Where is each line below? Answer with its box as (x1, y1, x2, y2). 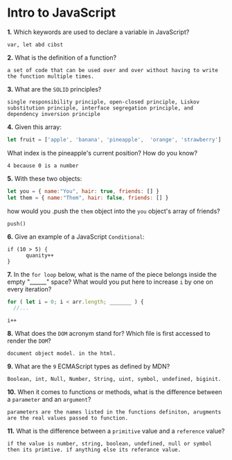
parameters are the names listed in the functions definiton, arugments (7, 409, 222, 416)
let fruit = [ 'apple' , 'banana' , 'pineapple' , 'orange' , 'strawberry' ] (7, 136, 222, 143)
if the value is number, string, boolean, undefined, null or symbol (7, 441, 213, 448)
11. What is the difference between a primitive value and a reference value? (7, 427, 225, 435)
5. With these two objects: (7, 174, 82, 182)
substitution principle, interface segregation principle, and (7, 104, 194, 112)
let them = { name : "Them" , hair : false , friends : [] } (7, 194, 169, 201)
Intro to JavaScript (7, 5, 116, 21)
